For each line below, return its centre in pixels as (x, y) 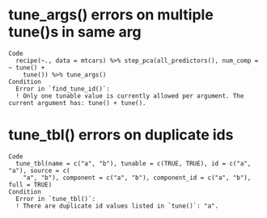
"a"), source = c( (39, 170)
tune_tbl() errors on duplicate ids (121, 135)
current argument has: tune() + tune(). (78, 103)
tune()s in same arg (75, 32)
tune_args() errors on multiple (111, 15)
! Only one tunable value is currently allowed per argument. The (130, 96)
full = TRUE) (30, 184)
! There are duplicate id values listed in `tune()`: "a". (117, 206)
